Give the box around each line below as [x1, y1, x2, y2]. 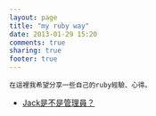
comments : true [9, 37, 66, 47]
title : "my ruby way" [9, 21, 90, 30]
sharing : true [9, 46, 62, 55]
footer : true [9, 54, 58, 63]
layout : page [9, 12, 58, 22]
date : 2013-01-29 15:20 [9, 29, 98, 38]
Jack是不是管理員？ [21, 97, 95, 108]
